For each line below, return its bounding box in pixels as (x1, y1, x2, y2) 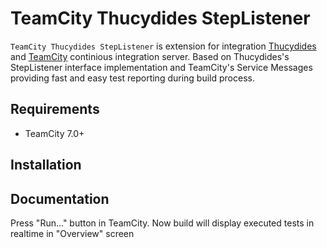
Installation (10, 157, 82, 174)
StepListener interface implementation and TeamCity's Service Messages (10, 61, 313, 73)
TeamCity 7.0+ (24, 127, 85, 139)
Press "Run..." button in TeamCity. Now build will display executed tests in (10, 217, 315, 229)
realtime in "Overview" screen (10, 227, 135, 239)
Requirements (10, 101, 100, 118)
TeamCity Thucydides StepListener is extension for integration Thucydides (10, 40, 317, 52)
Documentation (10, 190, 110, 207)
